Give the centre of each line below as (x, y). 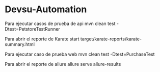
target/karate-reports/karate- (111, 39)
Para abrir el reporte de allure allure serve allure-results (63, 64)
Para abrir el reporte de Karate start (42, 39)
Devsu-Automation (46, 9)
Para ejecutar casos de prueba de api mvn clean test (60, 23)
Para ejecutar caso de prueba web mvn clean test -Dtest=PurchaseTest (80, 54)
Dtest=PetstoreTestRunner (33, 29)
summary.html (20, 44)
